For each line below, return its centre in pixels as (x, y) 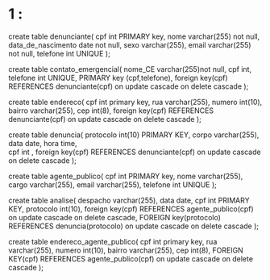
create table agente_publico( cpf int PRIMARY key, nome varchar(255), (126, 176)
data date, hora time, (43, 143)
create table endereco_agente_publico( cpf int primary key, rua (113, 241)
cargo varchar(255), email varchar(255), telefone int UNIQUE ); (113, 184)
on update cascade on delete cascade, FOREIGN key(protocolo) (115, 217)
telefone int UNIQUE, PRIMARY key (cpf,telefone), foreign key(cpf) (118, 77)
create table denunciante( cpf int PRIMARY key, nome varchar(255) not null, (134, 36)
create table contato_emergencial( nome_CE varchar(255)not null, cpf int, (130, 69)
